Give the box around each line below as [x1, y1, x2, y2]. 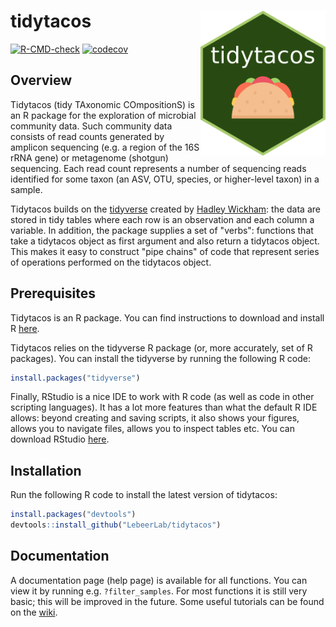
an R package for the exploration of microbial [10, 109, 197, 121]
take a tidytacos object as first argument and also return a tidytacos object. [10, 235, 320, 247]
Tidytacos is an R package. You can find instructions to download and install [10, 311, 325, 324]
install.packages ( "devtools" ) [10, 510, 137, 520]
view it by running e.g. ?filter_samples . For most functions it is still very [10, 585, 308, 597]
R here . [10, 322, 40, 334]
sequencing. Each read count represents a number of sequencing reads [10, 162, 307, 174]
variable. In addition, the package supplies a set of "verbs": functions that [10, 224, 314, 236]
